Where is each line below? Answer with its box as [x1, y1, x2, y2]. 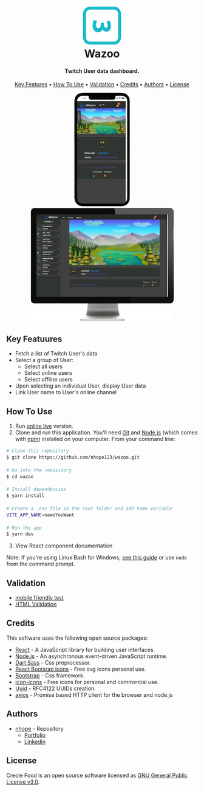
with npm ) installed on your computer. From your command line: [15, 436, 175, 443]
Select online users [24, 369, 73, 377]
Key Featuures [6, 334, 63, 344]
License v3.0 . [6, 778, 40, 786]
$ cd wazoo [6, 473, 34, 479]
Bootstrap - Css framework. [15, 671, 85, 679]
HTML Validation [15, 601, 57, 608]
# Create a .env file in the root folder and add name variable [6, 505, 172, 512]
